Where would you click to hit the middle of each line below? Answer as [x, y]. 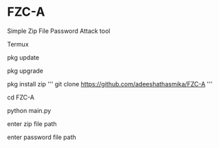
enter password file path [42, 137]
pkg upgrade [25, 71]
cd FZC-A [21, 97]
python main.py [29, 110]
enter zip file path [32, 123]
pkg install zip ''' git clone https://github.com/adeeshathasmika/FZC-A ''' [110, 84]
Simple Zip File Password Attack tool [59, 31]
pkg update [23, 57]
